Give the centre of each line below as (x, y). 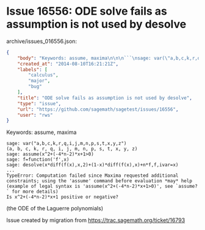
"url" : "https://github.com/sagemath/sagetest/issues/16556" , (98, 109)
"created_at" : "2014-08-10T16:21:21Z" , (68, 64)
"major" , (39, 81)
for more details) (35, 192)
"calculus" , (44, 75)
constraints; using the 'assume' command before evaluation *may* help (99, 181)
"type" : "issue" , (39, 103)
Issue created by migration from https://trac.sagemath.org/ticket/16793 (96, 220)
